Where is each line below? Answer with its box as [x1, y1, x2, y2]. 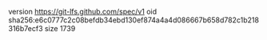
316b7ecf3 [8, 24, 43, 33]
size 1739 [44, 24, 76, 33]
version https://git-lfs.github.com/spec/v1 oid [8, 7, 157, 16]
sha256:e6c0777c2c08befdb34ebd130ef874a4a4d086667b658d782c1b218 [8, 15, 260, 25]
